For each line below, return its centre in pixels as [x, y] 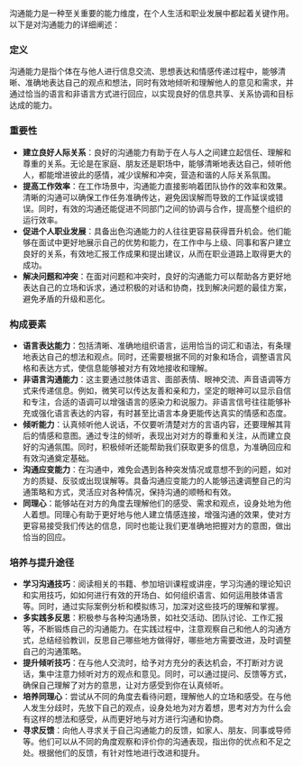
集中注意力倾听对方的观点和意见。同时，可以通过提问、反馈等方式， [165, 674]
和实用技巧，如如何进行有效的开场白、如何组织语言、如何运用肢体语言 [153, 595]
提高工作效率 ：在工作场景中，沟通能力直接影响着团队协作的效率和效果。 [156, 186]
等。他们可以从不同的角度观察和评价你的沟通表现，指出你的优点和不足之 [156, 742]
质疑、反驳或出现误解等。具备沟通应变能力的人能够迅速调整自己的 [161, 480]
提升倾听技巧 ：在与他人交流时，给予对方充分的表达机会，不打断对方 [149, 663]
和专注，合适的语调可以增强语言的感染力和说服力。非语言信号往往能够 [153, 401]
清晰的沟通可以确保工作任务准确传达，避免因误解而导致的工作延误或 [149, 197]
